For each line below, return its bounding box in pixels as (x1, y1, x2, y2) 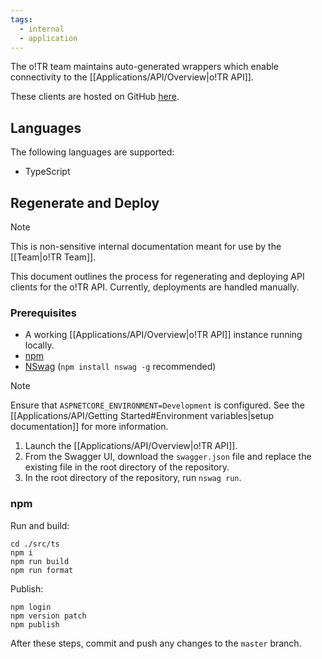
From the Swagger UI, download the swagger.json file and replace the (24, 451, 312, 463)
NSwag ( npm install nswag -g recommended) (24, 361, 217, 373)
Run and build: (10, 519, 70, 531)
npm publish (10, 619, 60, 630)
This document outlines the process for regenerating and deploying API (10, 271, 305, 282)
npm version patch (10, 611, 87, 621)
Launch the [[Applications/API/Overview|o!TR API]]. (24, 440, 238, 452)
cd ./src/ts (10, 539, 60, 549)
